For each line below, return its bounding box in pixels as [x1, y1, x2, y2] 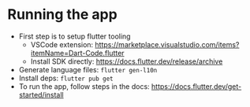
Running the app [7, 6, 118, 24]
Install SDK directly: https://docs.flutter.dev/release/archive [30, 57, 223, 66]
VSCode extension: [30, 39, 94, 49]
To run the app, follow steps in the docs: [18, 81, 151, 91]
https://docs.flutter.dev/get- [151, 81, 242, 91]
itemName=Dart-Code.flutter [30, 48, 125, 57]
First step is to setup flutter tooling [18, 31, 131, 41]
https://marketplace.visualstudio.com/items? [95, 39, 240, 49]
